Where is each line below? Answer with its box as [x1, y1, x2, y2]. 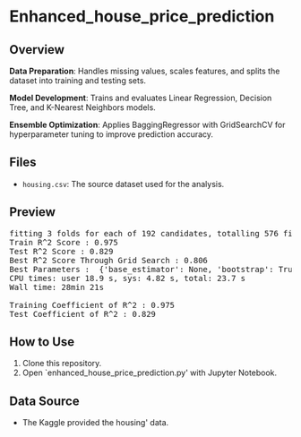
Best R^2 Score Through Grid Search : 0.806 [9, 255, 209, 265]
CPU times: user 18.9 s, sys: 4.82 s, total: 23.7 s [9, 273, 246, 283]
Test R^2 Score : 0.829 [9, 246, 114, 256]
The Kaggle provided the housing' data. [21, 417, 169, 428]
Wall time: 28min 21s [9, 282, 105, 292]
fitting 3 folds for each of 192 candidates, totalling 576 [9, 228, 279, 238]
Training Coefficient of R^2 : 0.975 [9, 300, 176, 310]
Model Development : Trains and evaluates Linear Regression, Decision [9, 92, 272, 103]
